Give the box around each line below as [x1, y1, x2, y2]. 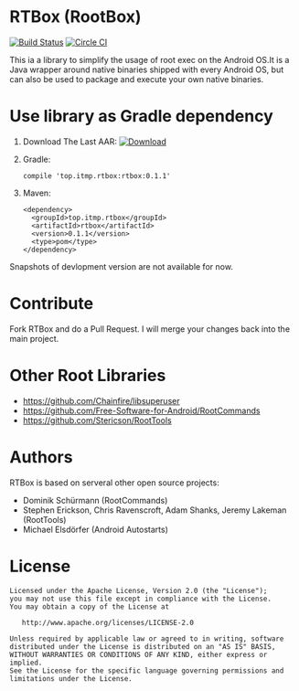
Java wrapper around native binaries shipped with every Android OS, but [9, 64, 284, 75]
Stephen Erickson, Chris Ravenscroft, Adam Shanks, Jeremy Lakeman [22, 505, 287, 516]
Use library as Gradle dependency [9, 106, 274, 127]
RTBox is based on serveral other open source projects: [9, 477, 219, 488]
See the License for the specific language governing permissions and [9, 665, 284, 675]
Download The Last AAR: [22, 135, 117, 147]
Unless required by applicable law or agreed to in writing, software [9, 633, 284, 643]
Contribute [9, 293, 94, 314]
